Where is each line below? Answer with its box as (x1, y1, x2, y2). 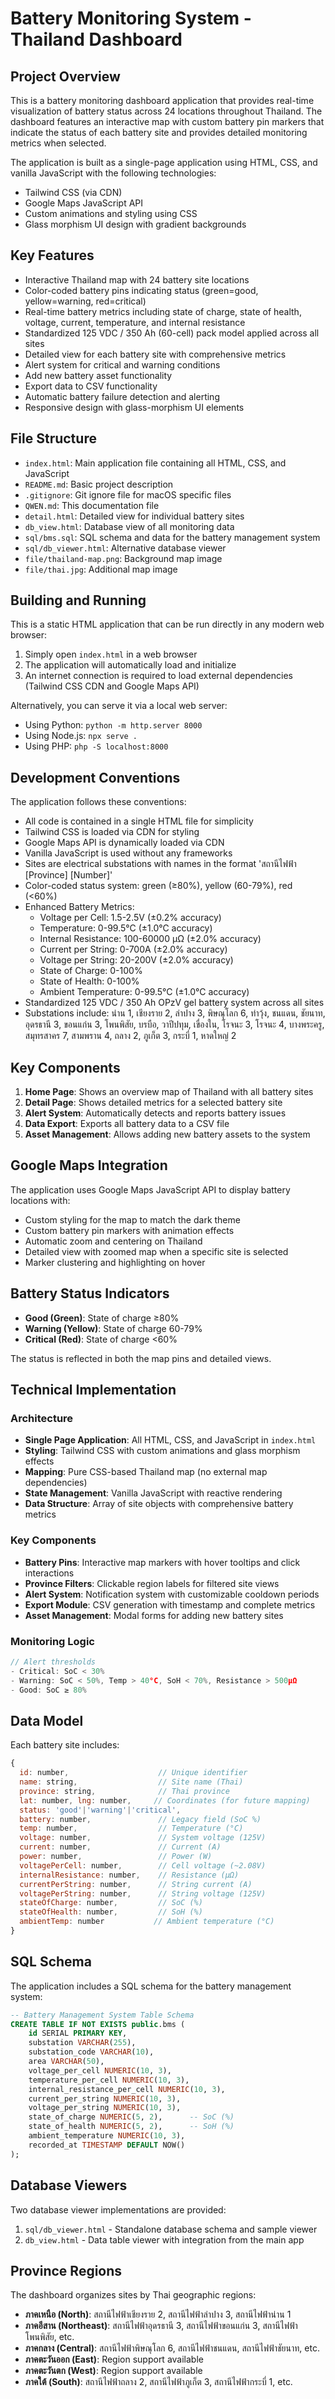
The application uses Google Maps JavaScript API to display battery (10, 1183, 291, 1196)
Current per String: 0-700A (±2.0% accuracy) (39, 943, 228, 956)
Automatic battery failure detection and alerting (24, 390, 220, 402)
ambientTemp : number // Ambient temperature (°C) (19, 1917, 275, 1927)
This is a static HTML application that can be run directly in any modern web (10, 618, 325, 631)
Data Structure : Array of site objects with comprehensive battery (24, 1498, 294, 1510)
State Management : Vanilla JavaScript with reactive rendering (24, 1487, 283, 1499)
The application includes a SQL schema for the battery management (10, 1980, 292, 1992)
